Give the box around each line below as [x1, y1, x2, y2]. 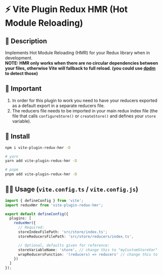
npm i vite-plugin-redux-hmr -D [5, 145, 71, 150]
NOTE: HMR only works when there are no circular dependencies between [5, 60, 158, 66]
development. [5, 55, 33, 61]
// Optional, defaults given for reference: [18, 243, 110, 248]
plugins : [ [9, 216, 32, 221]
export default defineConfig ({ [5, 211, 69, 217]
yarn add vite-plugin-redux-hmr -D [5, 159, 77, 164]
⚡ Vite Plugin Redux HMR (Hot [5, 4, 128, 15]
